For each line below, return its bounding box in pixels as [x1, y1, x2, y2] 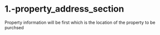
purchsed [4, 24, 24, 30]
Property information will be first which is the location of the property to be [4, 19, 156, 25]
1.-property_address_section [4, 3, 124, 15]
